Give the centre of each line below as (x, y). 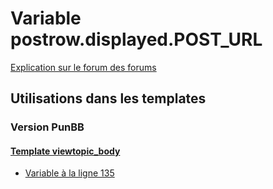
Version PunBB (47, 127)
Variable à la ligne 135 (69, 173)
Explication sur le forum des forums (83, 67)
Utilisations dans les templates (108, 98)
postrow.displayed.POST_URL (136, 39)
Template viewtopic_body (65, 151)
